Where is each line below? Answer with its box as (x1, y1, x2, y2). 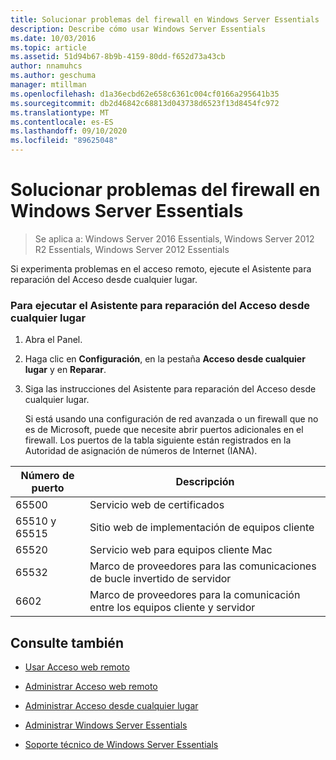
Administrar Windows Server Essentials (24, 719, 188, 731)
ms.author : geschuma (10, 71, 97, 81)
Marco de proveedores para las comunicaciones (89, 559, 317, 573)
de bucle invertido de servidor (89, 572, 232, 586)
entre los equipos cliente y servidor (89, 601, 256, 615)
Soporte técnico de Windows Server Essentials (24, 739, 219, 751)
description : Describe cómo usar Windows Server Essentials (10, 24, 267, 34)
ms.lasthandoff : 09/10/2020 (10, 126, 128, 136)
